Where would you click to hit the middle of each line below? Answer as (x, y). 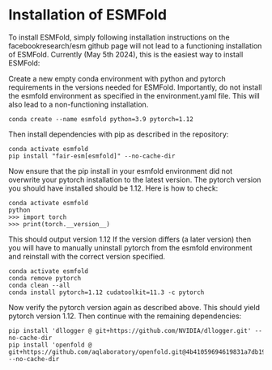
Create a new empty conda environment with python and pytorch (117, 78)
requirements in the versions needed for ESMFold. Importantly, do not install (135, 87)
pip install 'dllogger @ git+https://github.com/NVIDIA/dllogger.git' (130, 330)
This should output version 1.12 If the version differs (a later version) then (130, 239)
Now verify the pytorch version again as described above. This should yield (134, 307)
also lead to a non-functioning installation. (79, 104)
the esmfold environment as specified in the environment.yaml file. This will (134, 95)
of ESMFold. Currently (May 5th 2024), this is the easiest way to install (126, 54)
